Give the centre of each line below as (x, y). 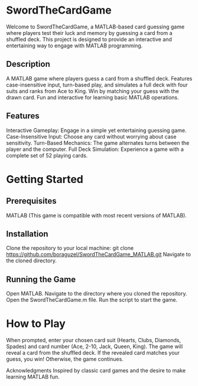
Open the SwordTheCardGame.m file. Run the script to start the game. (92, 300)
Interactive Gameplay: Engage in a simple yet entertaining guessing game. (97, 130)
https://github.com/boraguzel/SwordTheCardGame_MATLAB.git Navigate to (98, 255)
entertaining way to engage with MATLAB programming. (74, 46)
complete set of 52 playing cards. (47, 155)
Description (28, 64)
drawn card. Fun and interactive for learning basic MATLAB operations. (92, 97)
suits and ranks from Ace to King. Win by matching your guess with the (92, 91)
